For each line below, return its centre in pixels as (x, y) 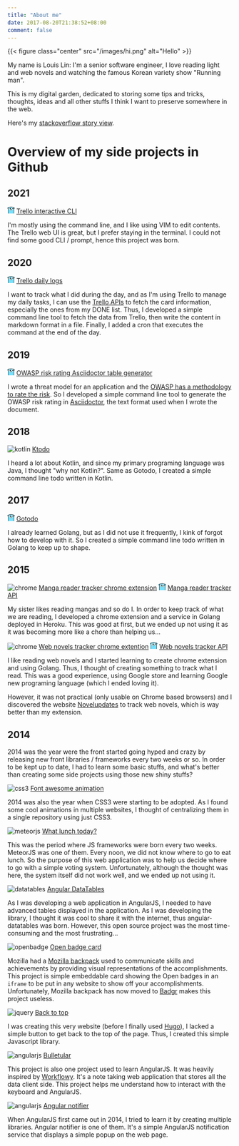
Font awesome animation (67, 789)
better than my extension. (45, 712)
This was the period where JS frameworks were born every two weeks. (112, 845)
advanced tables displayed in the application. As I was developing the (110, 911)
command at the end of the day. (54, 332)
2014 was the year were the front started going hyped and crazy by (106, 752)
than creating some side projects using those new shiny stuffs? (100, 774)
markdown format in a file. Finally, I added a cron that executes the (105, 325)
